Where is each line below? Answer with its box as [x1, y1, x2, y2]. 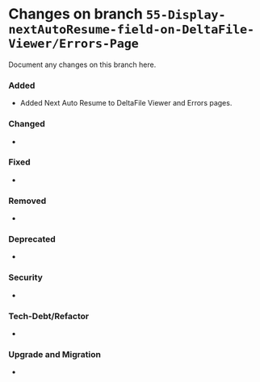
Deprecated [8, 234, 57, 245]
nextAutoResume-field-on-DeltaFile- [8, 22, 255, 37]
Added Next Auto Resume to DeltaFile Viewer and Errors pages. [19, 98, 233, 108]
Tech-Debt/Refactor [8, 310, 90, 322]
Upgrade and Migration [8, 348, 101, 359]
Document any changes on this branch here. [8, 60, 157, 69]
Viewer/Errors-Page [8, 36, 139, 52]
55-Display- [145, 7, 226, 23]
